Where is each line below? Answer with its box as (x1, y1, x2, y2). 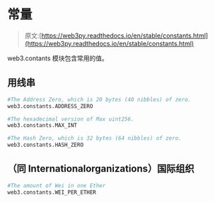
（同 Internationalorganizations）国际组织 (7, 163, 194, 175)
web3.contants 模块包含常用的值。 (7, 54, 108, 62)
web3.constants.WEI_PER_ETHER (7, 189, 97, 196)
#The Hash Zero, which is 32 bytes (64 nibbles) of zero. (7, 135, 182, 142)
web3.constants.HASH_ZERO (7, 141, 83, 149)
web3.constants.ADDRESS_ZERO (7, 102, 93, 110)
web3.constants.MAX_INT (7, 122, 78, 129)
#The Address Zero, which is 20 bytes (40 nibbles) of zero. (7, 96, 192, 103)
